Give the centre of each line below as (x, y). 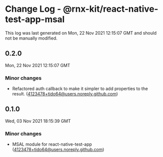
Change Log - (33, 9)
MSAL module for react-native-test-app (52, 144)
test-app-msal (35, 19)
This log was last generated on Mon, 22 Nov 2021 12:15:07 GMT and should (81, 33)
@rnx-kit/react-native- (111, 9)
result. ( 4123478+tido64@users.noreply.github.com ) (65, 94)
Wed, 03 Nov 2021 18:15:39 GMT (38, 121)
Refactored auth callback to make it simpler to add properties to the (80, 89)
